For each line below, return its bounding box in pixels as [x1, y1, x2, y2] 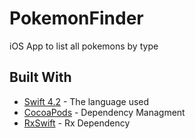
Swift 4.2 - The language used [23, 95, 150, 107]
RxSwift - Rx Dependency [23, 117, 131, 129]
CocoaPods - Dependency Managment [23, 106, 186, 118]
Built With [9, 69, 72, 86]
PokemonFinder [9, 7, 144, 30]
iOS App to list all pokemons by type [9, 40, 159, 52]
